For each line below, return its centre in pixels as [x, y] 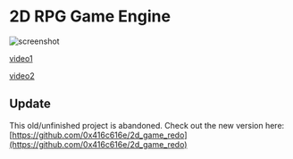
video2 [22, 75]
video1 [21, 58]
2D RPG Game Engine [90, 17]
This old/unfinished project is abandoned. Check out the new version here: [147, 125]
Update [30, 104]
